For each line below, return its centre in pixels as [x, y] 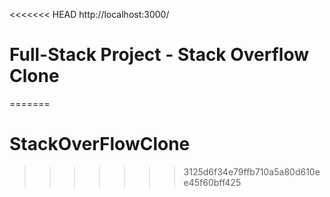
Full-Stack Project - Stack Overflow [159, 55]
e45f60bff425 [212, 182]
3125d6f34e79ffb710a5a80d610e [252, 171]
